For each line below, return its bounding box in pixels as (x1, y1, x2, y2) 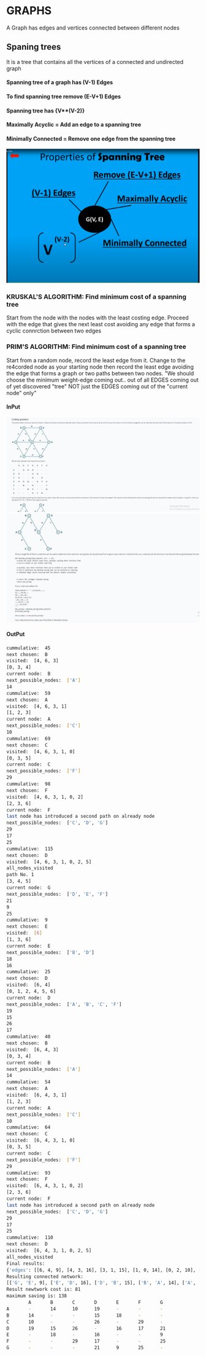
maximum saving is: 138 (6, 1293, 67, 1299)
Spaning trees (6, 42, 61, 52)
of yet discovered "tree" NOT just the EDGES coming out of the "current (6, 382, 188, 390)
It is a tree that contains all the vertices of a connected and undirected (6, 58, 184, 65)
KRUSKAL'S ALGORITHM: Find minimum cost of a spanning (6, 292, 187, 301)
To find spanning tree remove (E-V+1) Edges (6, 93, 121, 100)
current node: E (6, 943, 51, 949)
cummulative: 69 (6, 735, 51, 742)
